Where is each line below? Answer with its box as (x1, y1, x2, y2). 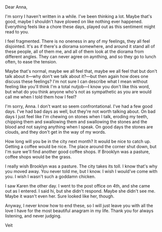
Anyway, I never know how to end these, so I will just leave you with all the (5, 203, 153, 208)
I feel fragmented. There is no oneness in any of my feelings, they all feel (5, 38, 150, 44)
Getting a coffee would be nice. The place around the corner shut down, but (5, 144, 157, 149)
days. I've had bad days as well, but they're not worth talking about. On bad (5, 108, 156, 114)
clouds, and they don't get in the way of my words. (5, 129, 106, 135)
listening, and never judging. (5, 213, 62, 218)
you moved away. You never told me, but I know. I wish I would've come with (5, 169, 158, 174)
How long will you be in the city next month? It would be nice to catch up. (5, 139, 151, 144)
